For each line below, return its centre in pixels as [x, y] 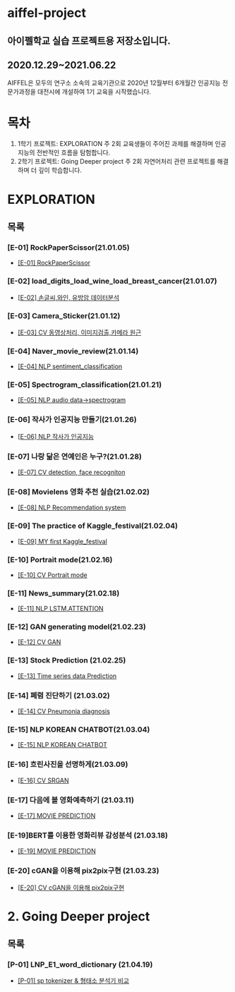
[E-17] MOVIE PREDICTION [56, 816]
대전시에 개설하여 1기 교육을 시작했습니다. [95, 92]
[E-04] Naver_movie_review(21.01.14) [73, 351]
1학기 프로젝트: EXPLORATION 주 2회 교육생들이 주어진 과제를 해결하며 [115, 144]
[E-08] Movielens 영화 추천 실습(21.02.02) [79, 492]
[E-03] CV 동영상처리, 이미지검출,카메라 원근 [79, 332]
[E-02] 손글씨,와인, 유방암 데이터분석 [68, 297]
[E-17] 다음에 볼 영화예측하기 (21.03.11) [71, 800]
